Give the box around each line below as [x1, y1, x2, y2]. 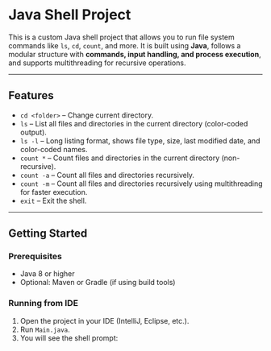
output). [19, 127, 47, 137]
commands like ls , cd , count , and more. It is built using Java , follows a [8, 40, 241, 50]
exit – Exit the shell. [19, 196, 87, 205]
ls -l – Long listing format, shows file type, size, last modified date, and [19, 135, 261, 146]
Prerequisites [8, 251, 62, 262]
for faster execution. [19, 187, 88, 196]
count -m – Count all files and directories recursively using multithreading [19, 179, 263, 188]
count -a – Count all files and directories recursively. [19, 170, 195, 180]
